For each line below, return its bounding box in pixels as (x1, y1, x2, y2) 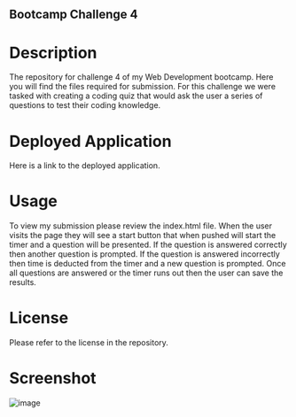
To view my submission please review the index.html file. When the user (9, 220, 273, 231)
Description (9, 42, 97, 63)
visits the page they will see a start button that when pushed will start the (9, 230, 277, 241)
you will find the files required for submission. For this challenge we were (9, 81, 277, 92)
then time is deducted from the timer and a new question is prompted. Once (9, 259, 286, 269)
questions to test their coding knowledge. (9, 100, 161, 111)
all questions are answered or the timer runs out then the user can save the (9, 267, 284, 278)
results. (9, 277, 37, 288)
